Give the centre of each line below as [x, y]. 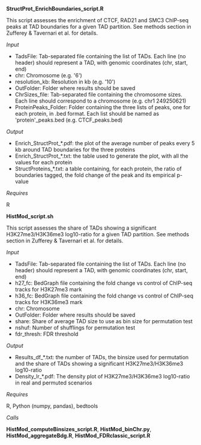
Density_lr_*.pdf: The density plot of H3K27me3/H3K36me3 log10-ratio [102, 376]
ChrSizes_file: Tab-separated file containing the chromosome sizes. [99, 94]
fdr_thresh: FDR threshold [46, 334]
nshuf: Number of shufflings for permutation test [75, 327]
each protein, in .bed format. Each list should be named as [87, 114]
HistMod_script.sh [30, 216]
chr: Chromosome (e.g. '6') [48, 75]
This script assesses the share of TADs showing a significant [82, 228]
